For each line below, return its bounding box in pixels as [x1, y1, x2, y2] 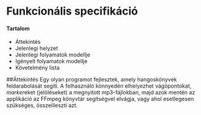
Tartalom [6, 24, 30, 32]
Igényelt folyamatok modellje [15, 58, 88, 65]
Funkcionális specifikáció [6, 4, 138, 18]
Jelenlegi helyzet [15, 44, 58, 52]
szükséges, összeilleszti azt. [6, 102, 78, 109]
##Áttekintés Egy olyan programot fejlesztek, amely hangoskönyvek [6, 76, 177, 83]
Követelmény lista [15, 64, 60, 71]
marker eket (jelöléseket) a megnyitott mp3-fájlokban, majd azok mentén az [6, 89, 196, 96]
